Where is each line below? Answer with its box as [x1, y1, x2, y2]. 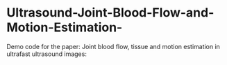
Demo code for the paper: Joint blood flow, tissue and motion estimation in [6, 42, 220, 50]
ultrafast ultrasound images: [6, 50, 87, 58]
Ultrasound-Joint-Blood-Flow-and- [6, 5, 215, 21]
